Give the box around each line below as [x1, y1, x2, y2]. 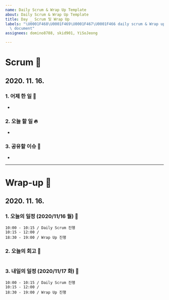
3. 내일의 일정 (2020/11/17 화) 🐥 [5, 267, 79, 274]
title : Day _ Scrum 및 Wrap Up [5, 17, 70, 22]
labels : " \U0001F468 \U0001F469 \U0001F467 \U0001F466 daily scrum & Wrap [5, 21, 158, 27]
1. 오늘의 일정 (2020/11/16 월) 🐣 [5, 213, 78, 220]
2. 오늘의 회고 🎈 [5, 248, 41, 255]
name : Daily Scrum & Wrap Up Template [5, 7, 87, 13]
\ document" [10, 26, 35, 31]
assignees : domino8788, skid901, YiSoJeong [5, 31, 98, 36]
